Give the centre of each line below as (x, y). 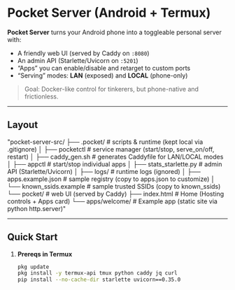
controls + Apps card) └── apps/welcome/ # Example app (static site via (113, 201)
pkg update (33, 267)
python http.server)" (37, 208)
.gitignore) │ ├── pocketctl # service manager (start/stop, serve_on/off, (111, 149)
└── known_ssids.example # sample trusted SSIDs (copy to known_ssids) (114, 186)
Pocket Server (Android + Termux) (109, 13)
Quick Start (33, 237)
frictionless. (41, 96)
